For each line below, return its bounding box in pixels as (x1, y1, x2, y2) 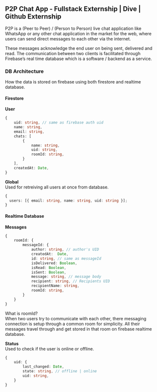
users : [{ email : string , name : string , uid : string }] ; (9, 198, 128, 203)
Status (5, 340, 19, 347)
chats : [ (14, 134, 32, 139)
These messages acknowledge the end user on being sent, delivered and (5, 45, 153, 51)
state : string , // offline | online (22, 369, 97, 374)
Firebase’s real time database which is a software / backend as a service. (5, 56, 152, 62)
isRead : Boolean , (31, 265, 67, 270)
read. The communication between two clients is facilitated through (5, 50, 140, 56)
